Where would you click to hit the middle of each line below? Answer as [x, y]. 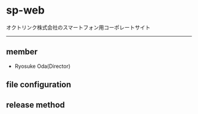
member [22, 52]
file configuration [39, 85]
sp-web [26, 10]
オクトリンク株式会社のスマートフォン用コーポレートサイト [78, 27]
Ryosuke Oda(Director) [42, 66]
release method [35, 105]
